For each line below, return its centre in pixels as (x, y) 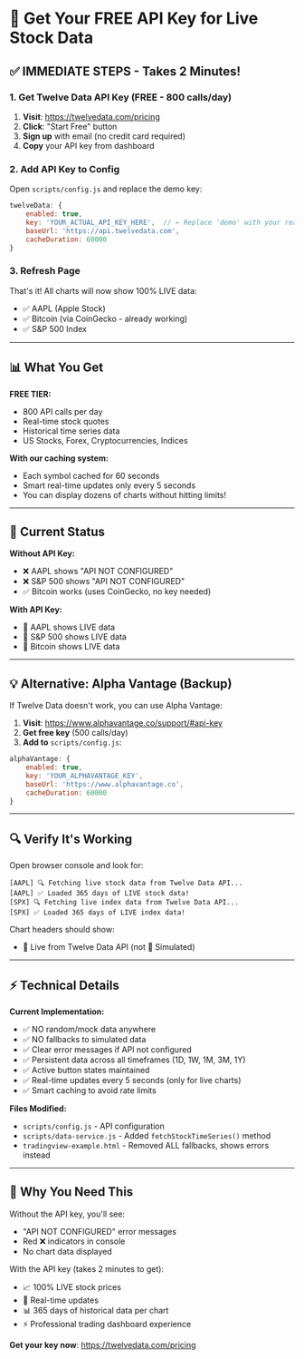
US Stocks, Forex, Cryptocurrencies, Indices (105, 440)
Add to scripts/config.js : (72, 742)
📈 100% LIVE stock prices (72, 1286)
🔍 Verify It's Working (71, 839)
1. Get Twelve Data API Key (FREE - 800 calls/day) (121, 97)
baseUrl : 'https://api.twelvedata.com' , (103, 230)
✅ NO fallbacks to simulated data (84, 1040)
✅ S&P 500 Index (55, 328)
